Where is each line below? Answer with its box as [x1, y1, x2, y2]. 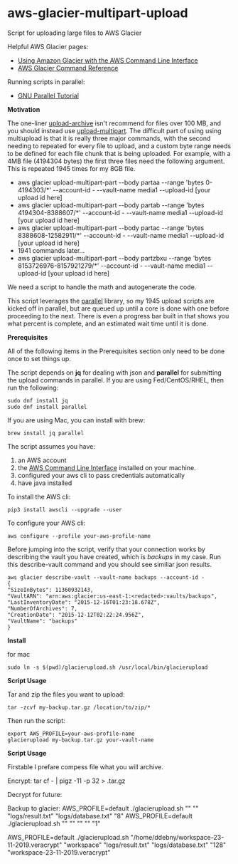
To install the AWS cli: [7, 492, 71, 501]
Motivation [7, 105, 40, 113]
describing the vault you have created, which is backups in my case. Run [7, 552, 222, 561]
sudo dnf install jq [7, 397, 69, 404]
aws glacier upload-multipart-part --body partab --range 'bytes [17, 201, 205, 209]
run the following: [7, 383, 59, 392]
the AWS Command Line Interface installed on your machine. [17, 463, 197, 472]
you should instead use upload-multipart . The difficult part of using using [7, 126, 222, 135]
